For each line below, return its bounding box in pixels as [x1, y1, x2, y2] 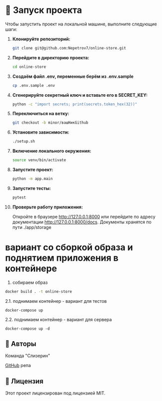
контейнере [5, 263, 57, 274]
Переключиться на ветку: [12, 111, 70, 117]
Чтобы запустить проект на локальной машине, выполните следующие [5, 21, 158, 27]
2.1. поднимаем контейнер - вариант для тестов [5, 298, 107, 304]
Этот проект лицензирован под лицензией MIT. [5, 390, 106, 396]
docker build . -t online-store [5, 289, 72, 294]
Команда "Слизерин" [5, 353, 51, 359]
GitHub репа [5, 363, 31, 369]
